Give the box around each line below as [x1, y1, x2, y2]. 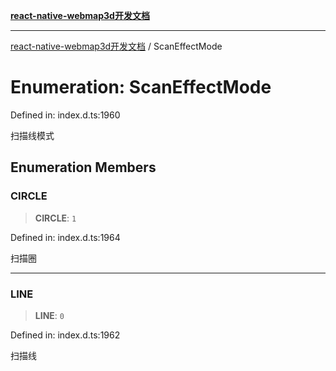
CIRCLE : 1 [34, 212, 77, 224]
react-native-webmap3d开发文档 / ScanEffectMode [10, 40, 223, 52]
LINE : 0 [34, 309, 65, 321]
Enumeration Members [10, 159, 157, 176]
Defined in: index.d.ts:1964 [10, 231, 121, 243]
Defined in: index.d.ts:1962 [10, 329, 121, 341]
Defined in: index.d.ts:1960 [10, 109, 121, 121]
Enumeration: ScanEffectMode [10, 76, 272, 99]
